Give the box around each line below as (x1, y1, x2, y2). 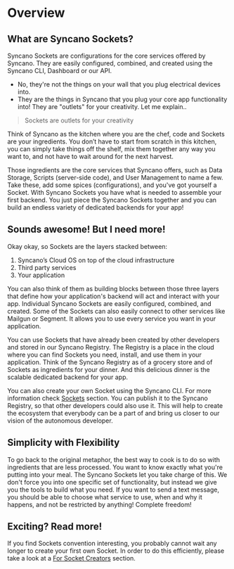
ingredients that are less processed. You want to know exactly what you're (7, 463, 223, 471)
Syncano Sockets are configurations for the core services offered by (7, 51, 206, 60)
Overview (7, 5, 65, 21)
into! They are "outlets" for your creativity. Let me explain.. (17, 103, 188, 110)
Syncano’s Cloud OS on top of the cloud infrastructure (17, 255, 175, 264)
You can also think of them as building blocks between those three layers (7, 284, 219, 293)
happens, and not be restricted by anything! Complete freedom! (7, 500, 192, 509)
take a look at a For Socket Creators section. (7, 554, 136, 563)
